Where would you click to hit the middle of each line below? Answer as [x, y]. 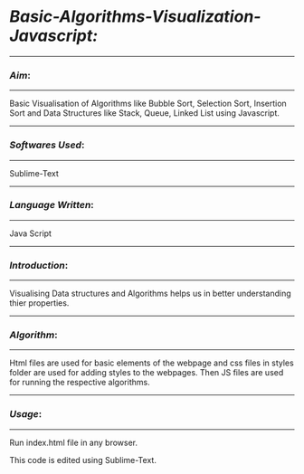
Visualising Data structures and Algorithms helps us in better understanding [150, 294]
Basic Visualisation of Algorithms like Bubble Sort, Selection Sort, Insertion [148, 104]
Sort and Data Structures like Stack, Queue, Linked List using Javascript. [145, 113]
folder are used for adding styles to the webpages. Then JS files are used [147, 373]
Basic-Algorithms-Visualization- [135, 17]
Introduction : [39, 265]
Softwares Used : [47, 145]
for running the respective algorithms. [80, 383]
